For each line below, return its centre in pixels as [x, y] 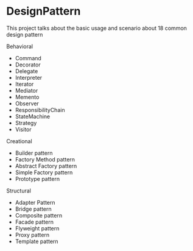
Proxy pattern [32, 235]
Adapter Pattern [35, 202]
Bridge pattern [33, 209]
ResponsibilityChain [40, 110]
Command [28, 58]
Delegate [26, 71]
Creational [19, 141]
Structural [19, 191]
